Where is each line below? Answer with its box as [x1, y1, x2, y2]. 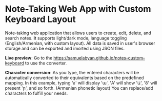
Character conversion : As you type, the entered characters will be [5, 69, 139, 75]
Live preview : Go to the [5, 55, 53, 61]
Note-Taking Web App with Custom [5, 3, 151, 15]
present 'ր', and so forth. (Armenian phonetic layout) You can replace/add [5, 85, 154, 91]
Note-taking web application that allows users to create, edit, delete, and [5, 30, 151, 36]
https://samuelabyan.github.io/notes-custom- [53, 55, 145, 61]
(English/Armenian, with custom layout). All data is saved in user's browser [5, 40, 155, 46]
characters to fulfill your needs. [5, 90, 68, 96]
